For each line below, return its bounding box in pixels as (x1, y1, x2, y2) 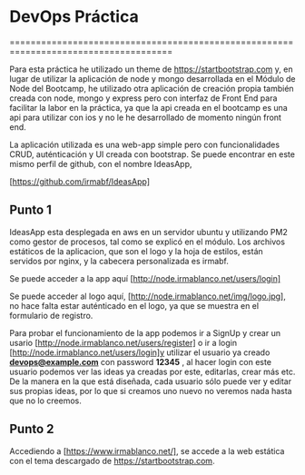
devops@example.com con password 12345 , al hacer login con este (9, 356, 272, 367)
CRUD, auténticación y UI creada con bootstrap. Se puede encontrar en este (9, 148, 295, 160)
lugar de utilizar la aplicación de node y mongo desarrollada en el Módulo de (9, 73, 297, 84)
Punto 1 (9, 203, 53, 218)
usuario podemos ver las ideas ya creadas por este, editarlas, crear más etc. (9, 366, 296, 377)
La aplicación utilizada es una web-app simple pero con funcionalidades (9, 139, 280, 150)
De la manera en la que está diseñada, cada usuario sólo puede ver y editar (9, 375, 292, 387)
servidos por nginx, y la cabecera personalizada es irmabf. (9, 255, 230, 266)
